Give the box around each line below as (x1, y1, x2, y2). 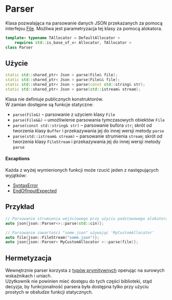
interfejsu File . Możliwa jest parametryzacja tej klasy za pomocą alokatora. (5, 25, 163, 31)
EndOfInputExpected (12, 188, 57, 194)
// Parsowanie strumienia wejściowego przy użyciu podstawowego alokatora (5, 216, 168, 221)
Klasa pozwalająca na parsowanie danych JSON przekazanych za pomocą (5, 20, 163, 26)
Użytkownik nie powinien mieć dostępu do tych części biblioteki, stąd (5, 278, 152, 284)
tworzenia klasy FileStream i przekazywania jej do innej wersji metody (12, 139, 161, 145)
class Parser (5, 44, 33, 50)
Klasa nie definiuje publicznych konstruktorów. (5, 96, 103, 102)
